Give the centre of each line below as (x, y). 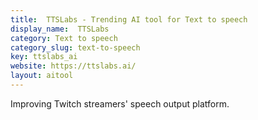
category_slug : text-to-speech (75, 47)
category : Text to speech (64, 38)
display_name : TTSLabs (60, 29)
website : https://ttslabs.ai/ (73, 66)
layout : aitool (42, 76)
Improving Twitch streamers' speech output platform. (120, 103)
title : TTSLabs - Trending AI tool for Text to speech (129, 19)
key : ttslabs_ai (44, 57)
